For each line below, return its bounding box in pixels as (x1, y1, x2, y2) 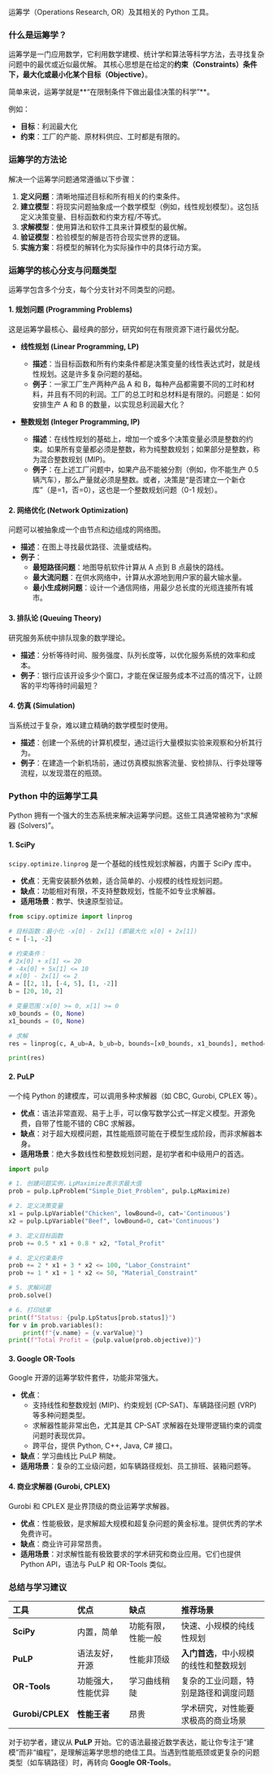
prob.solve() (8, 1292, 53, 1300)
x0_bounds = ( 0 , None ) (8, 1010, 85, 1018)
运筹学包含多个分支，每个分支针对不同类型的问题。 (8, 284, 180, 294)
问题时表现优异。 (32, 1431, 90, 1441)
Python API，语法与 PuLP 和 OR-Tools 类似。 (19, 1559, 171, 1568)
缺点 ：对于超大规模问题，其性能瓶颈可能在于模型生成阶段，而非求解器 (19, 1128, 256, 1138)
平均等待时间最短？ (34, 680, 99, 690)
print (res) (8, 1054, 45, 1062)
